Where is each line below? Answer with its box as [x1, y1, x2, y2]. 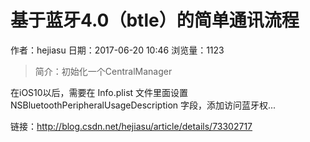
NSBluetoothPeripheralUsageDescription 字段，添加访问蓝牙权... [10, 99, 277, 111]
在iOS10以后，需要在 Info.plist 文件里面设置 [10, 86, 189, 98]
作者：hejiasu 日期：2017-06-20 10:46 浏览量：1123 [10, 44, 225, 56]
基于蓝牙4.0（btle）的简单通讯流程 [10, 9, 300, 32]
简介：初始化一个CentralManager [34, 65, 173, 77]
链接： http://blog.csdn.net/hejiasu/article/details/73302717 [10, 120, 253, 132]
